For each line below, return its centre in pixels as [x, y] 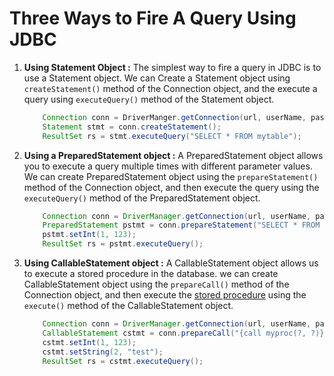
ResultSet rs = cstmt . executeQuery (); [123, 361]
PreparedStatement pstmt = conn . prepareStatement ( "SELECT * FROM [181, 225]
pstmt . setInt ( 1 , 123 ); [89, 235]
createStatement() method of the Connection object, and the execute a [170, 88]
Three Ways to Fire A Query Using [153, 18]
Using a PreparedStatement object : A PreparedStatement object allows [173, 155]
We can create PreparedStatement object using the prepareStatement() [171, 176]
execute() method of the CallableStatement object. [128, 306]
